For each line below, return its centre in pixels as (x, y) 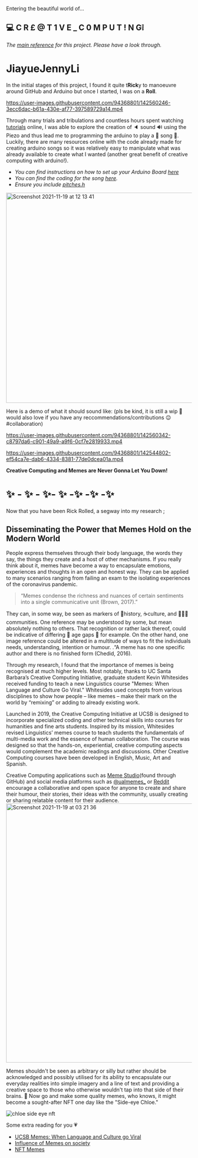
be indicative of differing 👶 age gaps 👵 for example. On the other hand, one (97, 634)
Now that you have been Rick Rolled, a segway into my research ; (85, 511)
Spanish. (17, 764)
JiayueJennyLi (43, 69)
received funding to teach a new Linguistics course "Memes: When (88, 683)
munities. (23, 622)
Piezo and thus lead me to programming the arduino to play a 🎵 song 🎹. (93, 135)
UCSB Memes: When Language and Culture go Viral (78, 1137)
